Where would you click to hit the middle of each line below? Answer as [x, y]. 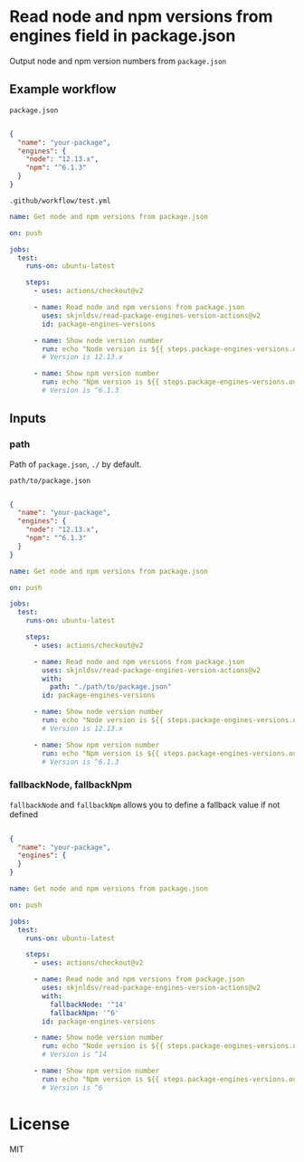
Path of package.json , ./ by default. [76, 464]
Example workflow [63, 89]
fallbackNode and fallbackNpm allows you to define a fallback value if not [145, 805]
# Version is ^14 [74, 1055]
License [40, 1124]
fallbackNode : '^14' [88, 1005]
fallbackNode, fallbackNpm [71, 785]
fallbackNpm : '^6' [84, 1013]
